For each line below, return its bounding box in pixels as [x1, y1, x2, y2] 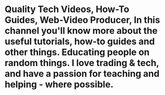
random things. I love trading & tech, [5, 57, 159, 69]
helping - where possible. [5, 79, 114, 90]
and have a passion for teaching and [5, 68, 159, 79]
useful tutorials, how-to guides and [5, 36, 155, 47]
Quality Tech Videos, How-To [5, 4, 129, 15]
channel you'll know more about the [5, 25, 158, 36]
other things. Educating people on [5, 46, 150, 58]
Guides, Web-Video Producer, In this [5, 14, 160, 26]
